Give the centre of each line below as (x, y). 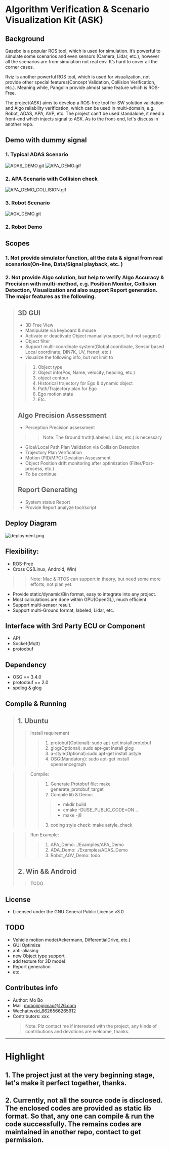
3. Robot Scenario (28, 202)
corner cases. (20, 67)
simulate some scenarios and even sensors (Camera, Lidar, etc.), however (82, 56)
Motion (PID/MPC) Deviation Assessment (68, 458)
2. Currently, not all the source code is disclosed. (84, 1100)
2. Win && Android (47, 871)
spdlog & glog (27, 688)
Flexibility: (22, 552)
